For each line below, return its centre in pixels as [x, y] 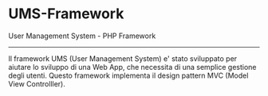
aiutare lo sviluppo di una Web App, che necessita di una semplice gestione [132, 67]
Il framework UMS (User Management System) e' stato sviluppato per [123, 58]
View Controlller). [37, 83]
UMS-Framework [66, 14]
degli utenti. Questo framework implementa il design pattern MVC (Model [128, 75]
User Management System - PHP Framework [82, 36]
